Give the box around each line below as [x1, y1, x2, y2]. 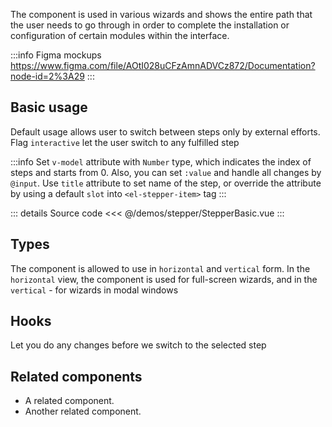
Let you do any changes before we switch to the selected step [10, 339, 267, 351]
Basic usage [10, 99, 88, 116]
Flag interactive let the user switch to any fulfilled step [10, 136, 240, 148]
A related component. [24, 395, 115, 407]
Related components [10, 368, 143, 385]
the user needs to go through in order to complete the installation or [10, 19, 290, 31]
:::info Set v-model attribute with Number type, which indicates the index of [10, 155, 312, 168]
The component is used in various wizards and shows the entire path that [10, 9, 313, 20]
